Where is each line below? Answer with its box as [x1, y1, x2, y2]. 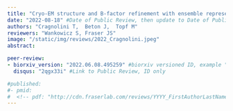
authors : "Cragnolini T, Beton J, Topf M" [7, 23, 138, 30]
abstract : [7, 42, 36, 49]
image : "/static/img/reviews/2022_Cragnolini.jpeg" [7, 36, 159, 43]
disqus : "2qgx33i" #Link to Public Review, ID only [13, 67, 166, 75]
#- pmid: [7, 87, 33, 94]
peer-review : [7, 55, 45, 62]
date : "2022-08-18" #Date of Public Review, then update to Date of [7, 17, 209, 24]
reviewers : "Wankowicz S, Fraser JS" [7, 29, 116, 37]
